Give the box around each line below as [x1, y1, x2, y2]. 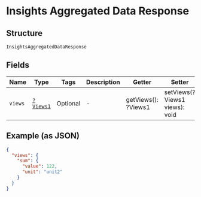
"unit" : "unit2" [22, 169, 63, 175]
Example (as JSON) [6, 131, 80, 141]
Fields [6, 60, 30, 70]
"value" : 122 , [22, 163, 58, 169]
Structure [6, 28, 43, 38]
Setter [170, 78, 189, 86]
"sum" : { [17, 157, 39, 164]
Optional [56, 99, 81, 107]
